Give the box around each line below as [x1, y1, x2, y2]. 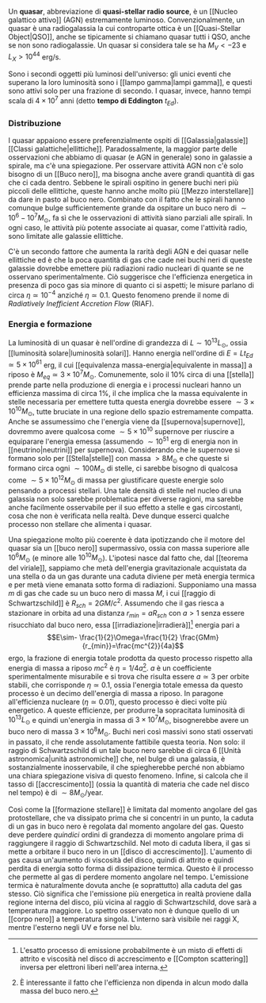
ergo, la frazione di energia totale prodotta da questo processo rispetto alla [8, 653, 253, 663]
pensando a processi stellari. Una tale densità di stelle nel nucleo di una [8, 486, 241, 495]
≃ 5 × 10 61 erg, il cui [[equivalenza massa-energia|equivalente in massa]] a [8, 359, 253, 370]
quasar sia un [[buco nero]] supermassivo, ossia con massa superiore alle [8, 543, 249, 552]
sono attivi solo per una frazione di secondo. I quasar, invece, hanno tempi [8, 86, 252, 96]
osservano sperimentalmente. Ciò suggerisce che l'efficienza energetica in [8, 272, 253, 282]
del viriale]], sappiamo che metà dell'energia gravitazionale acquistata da [8, 563, 247, 573]
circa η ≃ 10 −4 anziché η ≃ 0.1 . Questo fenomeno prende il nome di [8, 289, 230, 300]
